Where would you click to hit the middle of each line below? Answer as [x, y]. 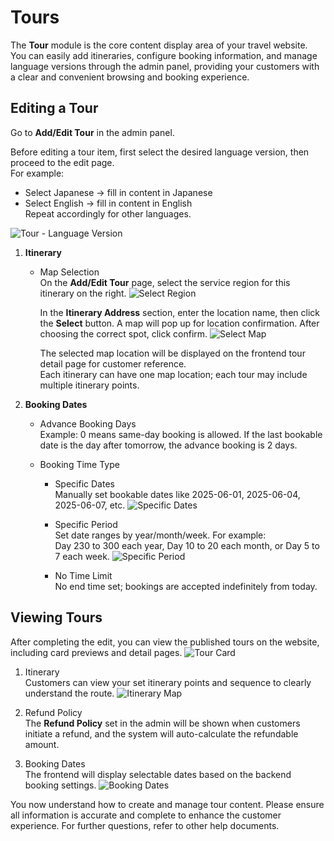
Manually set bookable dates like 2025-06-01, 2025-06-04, [177, 494]
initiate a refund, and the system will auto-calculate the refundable [161, 733]
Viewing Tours [56, 617]
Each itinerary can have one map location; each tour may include [173, 374]
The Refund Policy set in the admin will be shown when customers [162, 723]
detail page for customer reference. [113, 363]
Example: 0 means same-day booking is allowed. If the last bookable [181, 434]
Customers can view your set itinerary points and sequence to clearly [168, 682]
